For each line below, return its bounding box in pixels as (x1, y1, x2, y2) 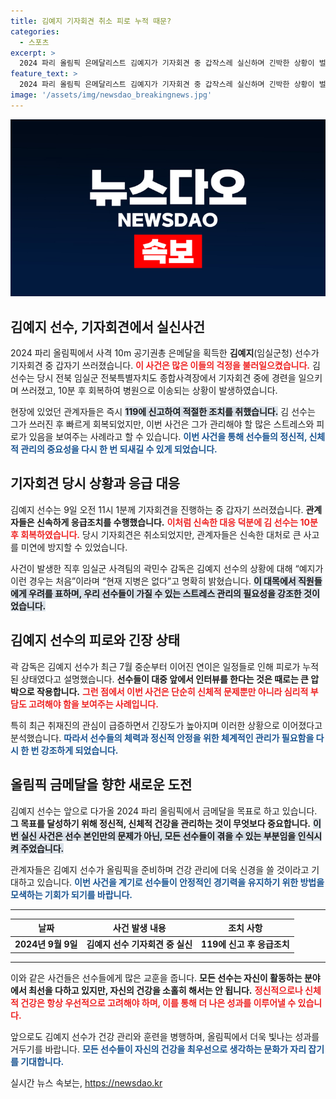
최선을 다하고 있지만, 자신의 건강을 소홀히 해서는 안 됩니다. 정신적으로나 (28, 984, 303, 996)
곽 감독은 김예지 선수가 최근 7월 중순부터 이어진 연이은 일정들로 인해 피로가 (10, 660, 301, 672)
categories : (10, 26, 60, 37)
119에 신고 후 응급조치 (201, 938, 290, 950)
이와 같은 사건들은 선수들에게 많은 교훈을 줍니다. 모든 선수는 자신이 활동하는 (10, 971, 303, 984)
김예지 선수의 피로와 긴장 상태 (10, 632, 181, 649)
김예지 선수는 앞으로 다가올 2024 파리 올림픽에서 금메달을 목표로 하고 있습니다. (10, 805, 318, 817)
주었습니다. (20, 842, 65, 854)
